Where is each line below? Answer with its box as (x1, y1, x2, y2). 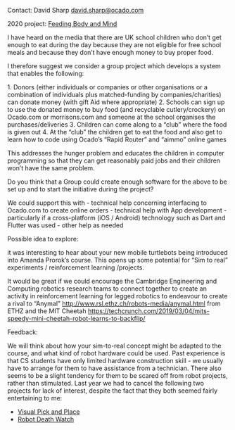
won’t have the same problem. (7, 164, 95, 172)
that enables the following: (7, 70, 84, 77)
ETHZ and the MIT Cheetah (7, 307, 87, 315)
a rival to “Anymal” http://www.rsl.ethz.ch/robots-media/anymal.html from (7, 299, 221, 308)
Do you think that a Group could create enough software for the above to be (7, 177, 227, 186)
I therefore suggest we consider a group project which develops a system (7, 62, 222, 70)
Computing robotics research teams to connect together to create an (7, 284, 208, 293)
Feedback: (7, 328, 38, 336)
